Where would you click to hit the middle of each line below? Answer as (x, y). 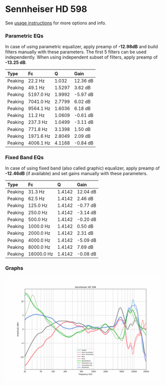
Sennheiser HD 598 (46, 9)
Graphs (14, 268)
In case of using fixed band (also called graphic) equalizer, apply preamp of (83, 168)
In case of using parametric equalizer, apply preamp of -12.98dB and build (82, 47)
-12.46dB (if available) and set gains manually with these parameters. (77, 174)
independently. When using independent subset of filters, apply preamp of (82, 57)
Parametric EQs (24, 36)
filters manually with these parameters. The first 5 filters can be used (76, 52)
